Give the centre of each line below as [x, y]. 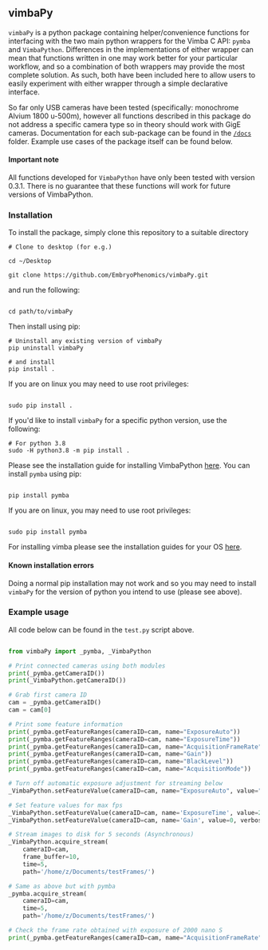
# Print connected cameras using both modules [87, 666]
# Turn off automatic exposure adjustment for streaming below [116, 784]
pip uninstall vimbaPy [46, 348]
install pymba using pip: [45, 474]
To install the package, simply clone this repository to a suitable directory [128, 233]
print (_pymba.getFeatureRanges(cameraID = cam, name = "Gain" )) [110, 754]
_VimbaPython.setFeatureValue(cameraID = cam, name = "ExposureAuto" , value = [134, 791]
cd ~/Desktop [30, 261]
